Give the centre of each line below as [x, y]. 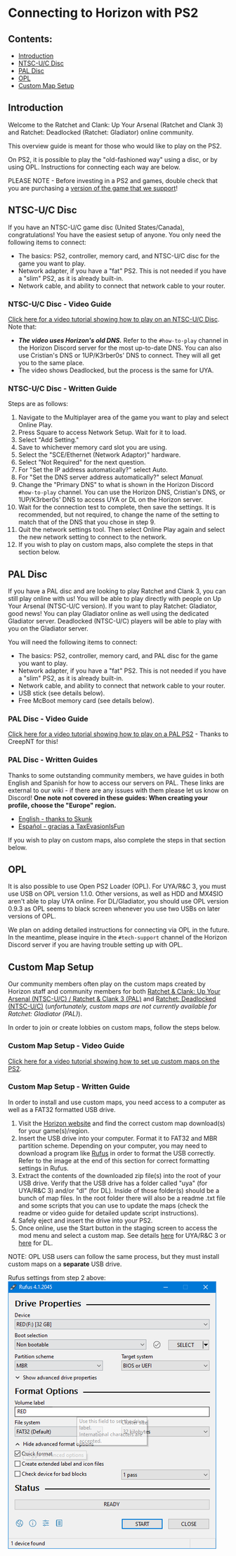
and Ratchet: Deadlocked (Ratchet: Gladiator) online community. [101, 132]
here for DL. [35, 1243]
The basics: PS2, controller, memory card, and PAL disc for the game [118, 656]
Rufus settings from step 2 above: [57, 1277]
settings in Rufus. [43, 1168]
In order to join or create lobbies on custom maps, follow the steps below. [114, 1027]
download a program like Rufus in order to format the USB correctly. [117, 1153]
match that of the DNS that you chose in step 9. [87, 522]
